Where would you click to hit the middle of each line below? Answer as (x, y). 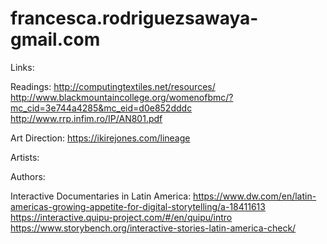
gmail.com (55, 39)
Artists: (25, 157)
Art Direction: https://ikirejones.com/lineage (100, 138)
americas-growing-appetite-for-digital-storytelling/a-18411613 (138, 206)
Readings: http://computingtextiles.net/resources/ (113, 86)
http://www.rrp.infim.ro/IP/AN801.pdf (86, 118)
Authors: (28, 176)
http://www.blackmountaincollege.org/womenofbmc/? (122, 97)
